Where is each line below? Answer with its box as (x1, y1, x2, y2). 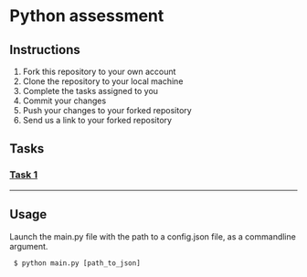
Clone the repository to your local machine (22, 76, 184, 87)
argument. (9, 240, 48, 251)
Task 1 (9, 168, 38, 181)
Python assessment (9, 5, 164, 27)
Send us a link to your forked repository (22, 115, 172, 125)
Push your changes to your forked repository (22, 105, 192, 115)
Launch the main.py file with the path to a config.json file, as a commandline (9, 230, 297, 242)
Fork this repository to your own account (22, 66, 176, 77)
